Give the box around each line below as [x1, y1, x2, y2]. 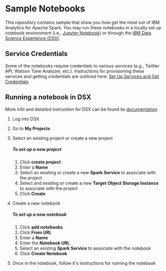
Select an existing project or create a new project [12, 135, 113, 141]
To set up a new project [12, 146, 62, 152]
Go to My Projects [12, 125, 51, 132]
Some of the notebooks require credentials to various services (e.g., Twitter [5, 63, 160, 68]
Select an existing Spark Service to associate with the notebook [19, 245, 151, 251]
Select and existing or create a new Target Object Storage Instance [19, 180, 159, 186]
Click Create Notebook [19, 250, 67, 256]
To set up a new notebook [12, 211, 67, 217]
